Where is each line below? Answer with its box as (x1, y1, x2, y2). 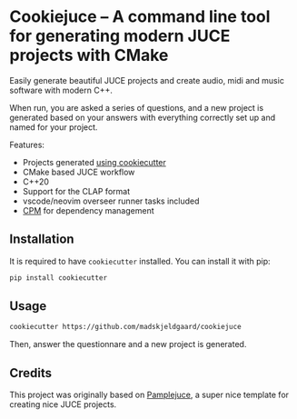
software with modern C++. (9, 85, 114, 95)
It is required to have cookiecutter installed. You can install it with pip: (9, 255, 271, 266)
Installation (9, 232, 74, 247)
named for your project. (9, 121, 98, 133)
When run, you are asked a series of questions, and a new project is (9, 102, 264, 113)
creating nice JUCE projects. (9, 399, 117, 410)
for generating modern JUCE (9, 25, 231, 46)
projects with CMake (9, 45, 169, 65)
